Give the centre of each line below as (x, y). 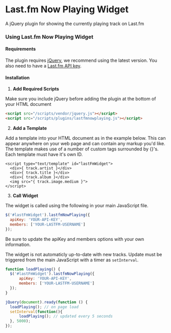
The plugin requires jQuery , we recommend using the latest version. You (81, 60)
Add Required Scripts (36, 89)
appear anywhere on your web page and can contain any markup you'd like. (85, 144)
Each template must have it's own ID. (44, 154)
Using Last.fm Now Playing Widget (49, 37)
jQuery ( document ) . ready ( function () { (46, 302)
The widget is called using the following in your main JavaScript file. (77, 206)
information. (18, 245)
